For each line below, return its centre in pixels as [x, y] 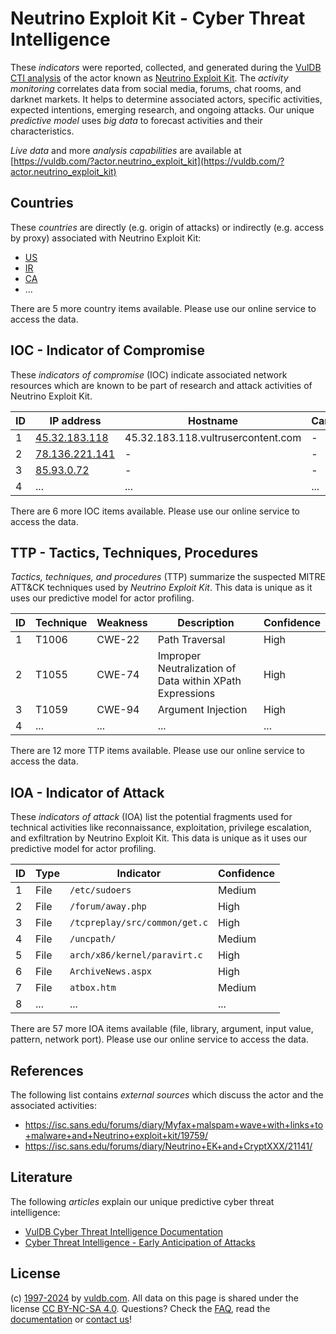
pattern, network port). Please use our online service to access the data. [159, 1039]
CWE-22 [118, 640]
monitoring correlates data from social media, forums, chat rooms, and [156, 88]
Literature [41, 1177]
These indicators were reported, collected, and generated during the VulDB [166, 67]
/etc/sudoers [100, 890]
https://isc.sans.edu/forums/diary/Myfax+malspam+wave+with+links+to [174, 1125]
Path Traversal [191, 640]
